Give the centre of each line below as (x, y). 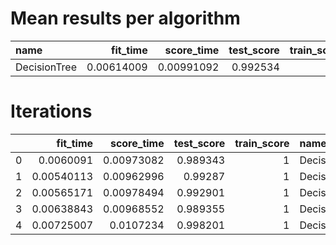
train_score (262, 143)
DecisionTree (46, 67)
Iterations (51, 111)
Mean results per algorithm (125, 18)
